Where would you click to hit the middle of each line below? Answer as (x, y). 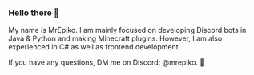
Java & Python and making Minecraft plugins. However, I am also (115, 38)
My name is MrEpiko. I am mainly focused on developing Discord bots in (127, 30)
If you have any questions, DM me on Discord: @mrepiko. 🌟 (107, 62)
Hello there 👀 (34, 13)
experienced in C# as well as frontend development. (95, 47)
